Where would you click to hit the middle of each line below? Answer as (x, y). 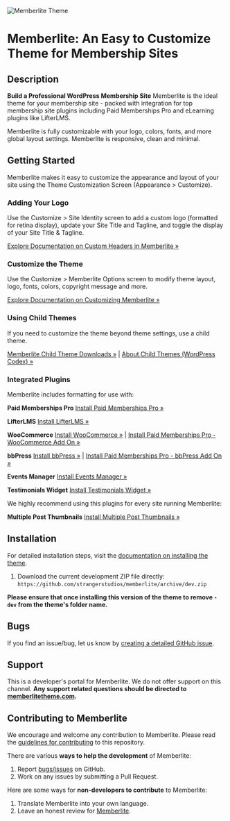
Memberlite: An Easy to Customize (109, 39)
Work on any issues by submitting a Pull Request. (87, 777)
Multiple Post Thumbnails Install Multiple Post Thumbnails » (94, 517)
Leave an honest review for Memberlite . (74, 811)
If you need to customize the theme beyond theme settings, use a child (108, 333)
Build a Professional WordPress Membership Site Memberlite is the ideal (113, 96)
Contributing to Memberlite (68, 718)
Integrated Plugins (39, 379)
